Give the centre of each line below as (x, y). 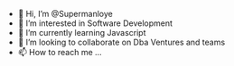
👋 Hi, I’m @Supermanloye (65, 14)
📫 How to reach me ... (60, 52)
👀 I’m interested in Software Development (95, 23)
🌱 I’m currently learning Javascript (82, 33)
